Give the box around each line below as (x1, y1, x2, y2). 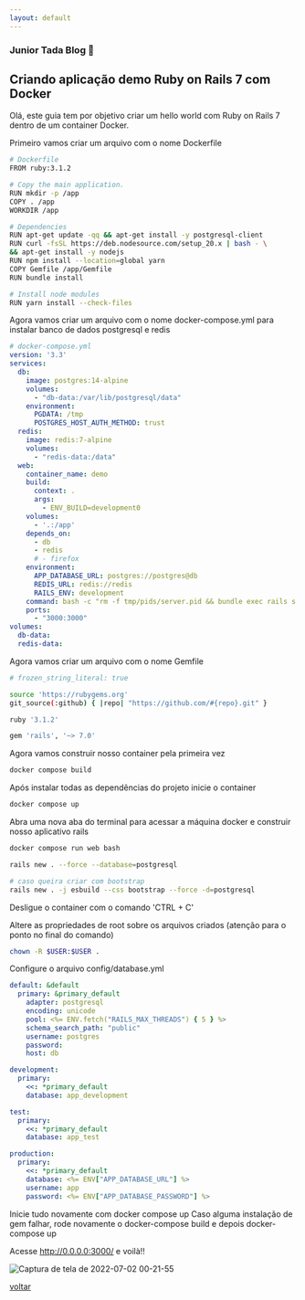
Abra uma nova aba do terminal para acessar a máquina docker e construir (9, 817, 291, 828)
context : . (33, 486, 76, 496)
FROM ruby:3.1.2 (9, 164, 71, 174)
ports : (26, 605, 51, 615)
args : (33, 495, 55, 504)
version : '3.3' (9, 351, 68, 360)
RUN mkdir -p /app (9, 188, 79, 197)
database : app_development (26, 1091, 129, 1100)
